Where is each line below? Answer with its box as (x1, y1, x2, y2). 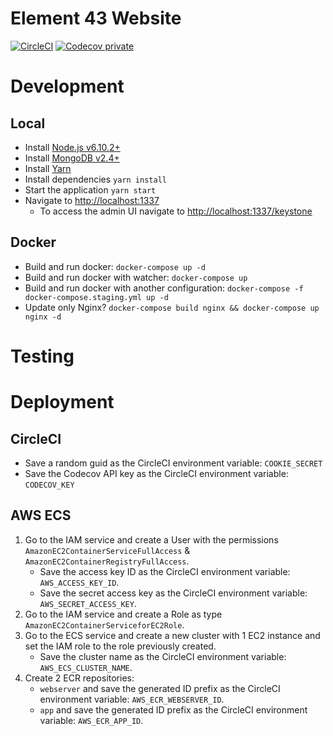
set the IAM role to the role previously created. (24, 640, 217, 652)
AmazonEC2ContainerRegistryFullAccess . (24, 555, 190, 567)
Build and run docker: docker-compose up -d (24, 260, 206, 272)
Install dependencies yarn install (24, 173, 167, 185)
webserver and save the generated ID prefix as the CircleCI (39, 682, 281, 694)
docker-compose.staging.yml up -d (24, 292, 169, 302)
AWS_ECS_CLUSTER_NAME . (39, 661, 133, 673)
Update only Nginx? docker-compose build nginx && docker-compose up (24, 301, 320, 313)
